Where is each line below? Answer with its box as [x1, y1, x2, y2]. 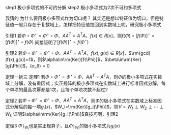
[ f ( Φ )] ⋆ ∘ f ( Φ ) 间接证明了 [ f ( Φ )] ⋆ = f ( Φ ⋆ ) [5, 38, 89, 45]
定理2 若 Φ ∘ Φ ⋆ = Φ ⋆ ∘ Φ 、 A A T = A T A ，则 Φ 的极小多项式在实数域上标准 [5, 96, 158, 104]
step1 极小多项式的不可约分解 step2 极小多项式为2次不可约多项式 [5, 5, 141, 10]
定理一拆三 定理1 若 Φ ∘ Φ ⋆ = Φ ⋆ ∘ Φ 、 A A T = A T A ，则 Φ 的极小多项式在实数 [5, 73, 162, 80]
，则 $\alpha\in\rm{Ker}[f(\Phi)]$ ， [33, 56, 105, 62]
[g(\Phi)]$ [5, 62, 26, 69]
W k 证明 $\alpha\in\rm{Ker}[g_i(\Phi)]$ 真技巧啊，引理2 [5, 111, 119, 118]
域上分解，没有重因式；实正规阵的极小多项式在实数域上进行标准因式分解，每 [5, 80, 166, 86]
